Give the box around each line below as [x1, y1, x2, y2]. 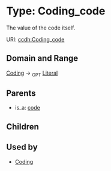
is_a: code [14, 104, 40, 111]
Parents [6, 88, 36, 98]
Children [6, 122, 39, 132]
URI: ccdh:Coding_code [6, 36, 65, 43]
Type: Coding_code [6, 4, 106, 18]
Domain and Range [6, 53, 79, 64]
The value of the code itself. [6, 24, 76, 31]
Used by [6, 142, 38, 152]
